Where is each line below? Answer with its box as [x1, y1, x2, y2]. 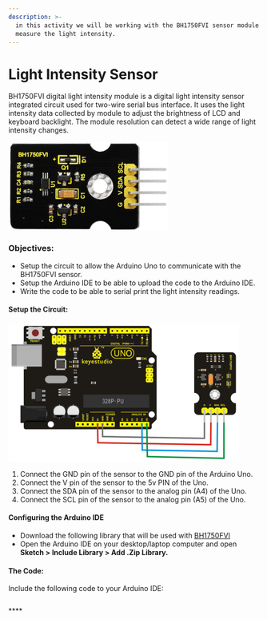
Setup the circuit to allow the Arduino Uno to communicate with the [19, 260, 241, 271]
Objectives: [8, 243, 54, 254]
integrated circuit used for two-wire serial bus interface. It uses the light [8, 100, 245, 109]
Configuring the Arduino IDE [8, 513, 104, 522]
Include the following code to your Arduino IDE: [8, 584, 164, 593]
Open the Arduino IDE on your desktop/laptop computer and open [19, 539, 237, 549]
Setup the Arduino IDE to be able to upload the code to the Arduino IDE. [19, 278, 256, 288]
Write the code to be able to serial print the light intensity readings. [19, 286, 240, 296]
